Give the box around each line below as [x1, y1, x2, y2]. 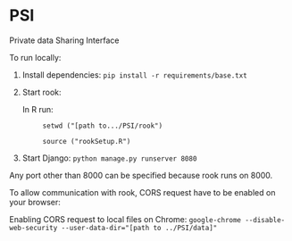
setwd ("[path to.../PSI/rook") [42, 121, 163, 130]
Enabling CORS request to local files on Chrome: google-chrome [9, 213, 242, 224]
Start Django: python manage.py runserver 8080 [21, 153, 197, 163]
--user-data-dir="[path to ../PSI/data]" [61, 223, 218, 232]
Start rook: [21, 87, 62, 97]
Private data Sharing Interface [9, 35, 120, 46]
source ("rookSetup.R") [42, 137, 131, 145]
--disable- [245, 215, 286, 224]
